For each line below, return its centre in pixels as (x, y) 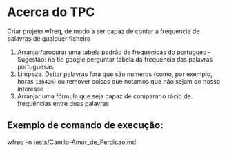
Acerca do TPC (51, 12)
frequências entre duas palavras (63, 103)
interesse (30, 89)
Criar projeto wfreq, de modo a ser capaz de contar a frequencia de (103, 31)
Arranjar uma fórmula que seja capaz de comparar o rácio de (104, 96)
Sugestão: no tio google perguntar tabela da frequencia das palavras (115, 59)
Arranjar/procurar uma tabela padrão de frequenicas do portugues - (114, 52)
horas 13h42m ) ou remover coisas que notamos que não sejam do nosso (119, 81)
